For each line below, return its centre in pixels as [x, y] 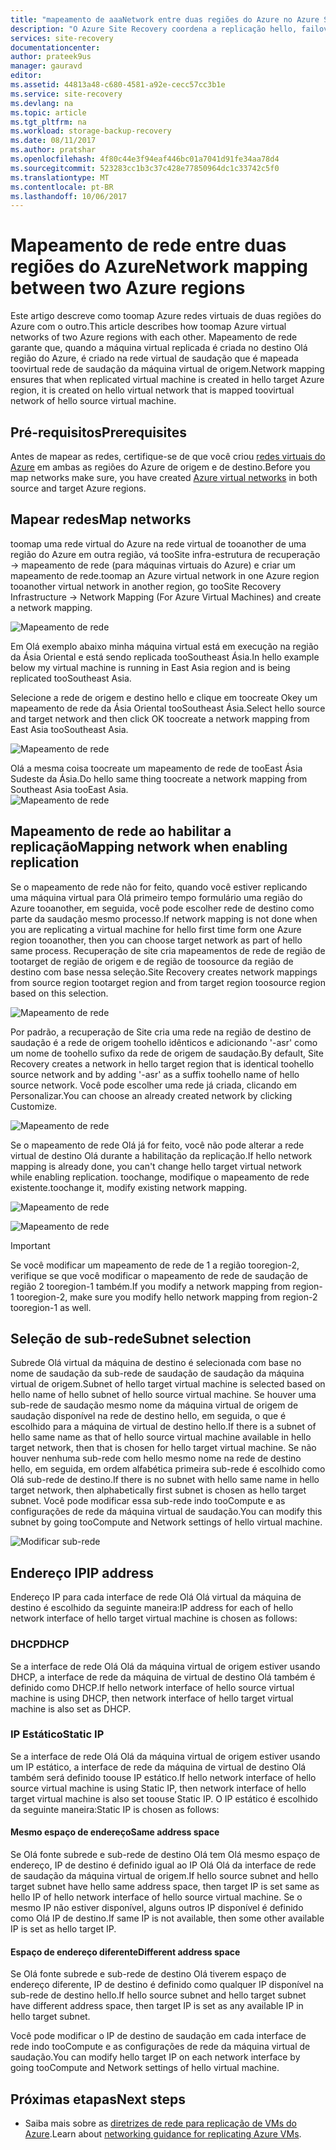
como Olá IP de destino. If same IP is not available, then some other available [167, 1918]
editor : [26, 76]
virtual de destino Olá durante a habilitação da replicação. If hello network [161, 1155]
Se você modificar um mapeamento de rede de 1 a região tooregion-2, [155, 1265]
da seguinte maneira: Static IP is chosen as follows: [115, 1809]
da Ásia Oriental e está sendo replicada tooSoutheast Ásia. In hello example [165, 657]
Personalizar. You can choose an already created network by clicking [151, 1095]
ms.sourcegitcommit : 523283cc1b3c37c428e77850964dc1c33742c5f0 [145, 168]
